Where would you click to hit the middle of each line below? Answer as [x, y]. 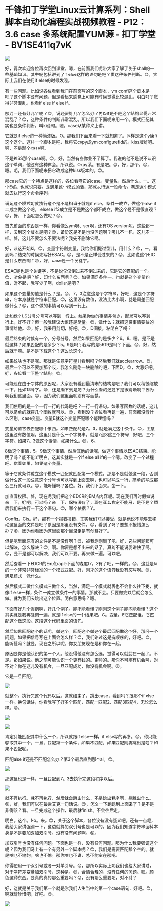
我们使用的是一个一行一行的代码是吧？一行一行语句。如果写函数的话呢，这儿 [81, 406]
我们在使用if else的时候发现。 [43, 80]
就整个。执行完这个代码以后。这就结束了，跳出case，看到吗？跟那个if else [80, 696]
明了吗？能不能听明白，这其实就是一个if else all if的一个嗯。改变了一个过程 [80, 457]
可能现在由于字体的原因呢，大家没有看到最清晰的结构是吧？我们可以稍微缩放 [81, 383]
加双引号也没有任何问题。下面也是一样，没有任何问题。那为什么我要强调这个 [81, 843]
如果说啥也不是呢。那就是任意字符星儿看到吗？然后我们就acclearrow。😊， [80, 361]
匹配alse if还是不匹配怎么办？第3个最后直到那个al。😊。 [61, 759]
